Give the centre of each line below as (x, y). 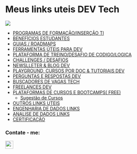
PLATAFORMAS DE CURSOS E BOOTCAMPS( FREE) (67, 92)
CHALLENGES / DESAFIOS (40, 60)
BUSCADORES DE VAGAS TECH (46, 81)
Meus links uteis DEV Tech (62, 9)
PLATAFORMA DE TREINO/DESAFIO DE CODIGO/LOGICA (72, 54)
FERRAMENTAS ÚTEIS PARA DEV (47, 49)
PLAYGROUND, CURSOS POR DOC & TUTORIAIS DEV (68, 71)
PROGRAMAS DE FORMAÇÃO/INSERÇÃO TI (58, 33)
